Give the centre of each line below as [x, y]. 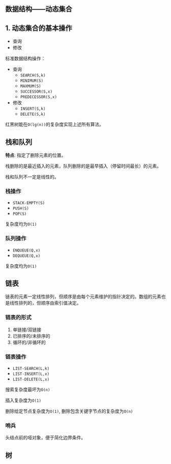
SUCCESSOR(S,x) [36, 92]
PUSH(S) [21, 209]
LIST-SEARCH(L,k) [31, 369]
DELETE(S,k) [33, 114]
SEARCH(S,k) [33, 75]
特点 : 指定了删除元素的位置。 [36, 155]
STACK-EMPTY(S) [29, 203]
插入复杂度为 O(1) [23, 400]
